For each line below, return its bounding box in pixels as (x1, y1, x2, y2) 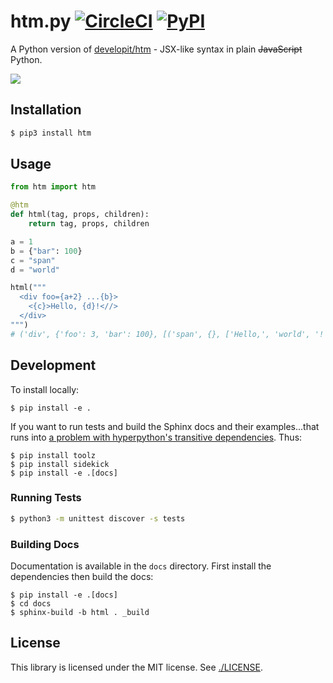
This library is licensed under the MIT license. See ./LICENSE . (10, 661, 264, 673)
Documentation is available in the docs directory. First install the (10, 560, 272, 572)
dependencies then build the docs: (10, 570, 154, 582)
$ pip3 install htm (10, 128, 92, 138)
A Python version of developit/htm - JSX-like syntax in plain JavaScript (10, 43, 303, 55)
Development (10, 357, 97, 374)
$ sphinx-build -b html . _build (10, 607, 150, 617)
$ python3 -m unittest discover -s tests (10, 513, 186, 524)
